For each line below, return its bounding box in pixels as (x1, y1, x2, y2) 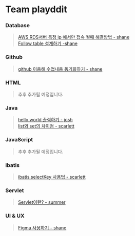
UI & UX (5, 212, 25, 220)
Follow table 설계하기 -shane (17, 40, 78, 47)
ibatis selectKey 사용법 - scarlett (17, 174, 86, 180)
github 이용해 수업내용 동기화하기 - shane (17, 66, 103, 72)
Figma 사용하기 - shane (17, 224, 67, 231)
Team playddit (5, 4, 68, 15)
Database (5, 22, 30, 29)
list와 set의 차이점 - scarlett (17, 123, 74, 129)
